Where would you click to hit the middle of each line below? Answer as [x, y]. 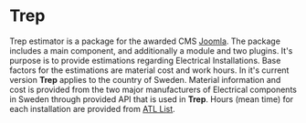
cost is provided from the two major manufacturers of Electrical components [153, 89]
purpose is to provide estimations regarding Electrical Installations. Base [145, 60]
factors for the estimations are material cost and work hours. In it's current [149, 70]
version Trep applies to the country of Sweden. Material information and [145, 79]
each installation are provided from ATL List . [92, 108]
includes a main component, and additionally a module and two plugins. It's [151, 50]
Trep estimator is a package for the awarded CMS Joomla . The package [145, 41]
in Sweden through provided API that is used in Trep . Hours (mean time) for [152, 99]
